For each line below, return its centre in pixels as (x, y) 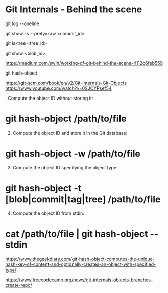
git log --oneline (22, 23)
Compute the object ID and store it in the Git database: (70, 133)
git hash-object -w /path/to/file (73, 154)
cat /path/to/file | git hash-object (77, 234)
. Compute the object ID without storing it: (49, 98)
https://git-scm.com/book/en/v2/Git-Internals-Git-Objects (66, 83)
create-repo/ (19, 285)
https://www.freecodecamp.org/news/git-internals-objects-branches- (79, 280)
